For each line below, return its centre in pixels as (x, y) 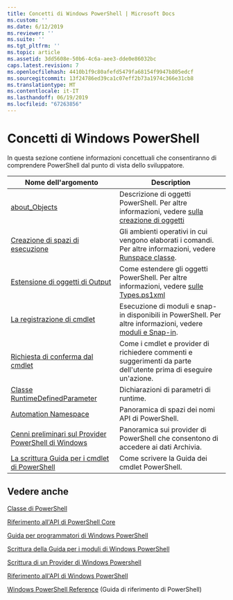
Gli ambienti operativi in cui (163, 232)
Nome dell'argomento (61, 182)
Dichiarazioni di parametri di (165, 389)
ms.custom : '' (28, 20)
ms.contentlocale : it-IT (43, 91)
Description (171, 182)
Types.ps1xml (142, 295)
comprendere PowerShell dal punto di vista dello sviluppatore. (96, 165)
